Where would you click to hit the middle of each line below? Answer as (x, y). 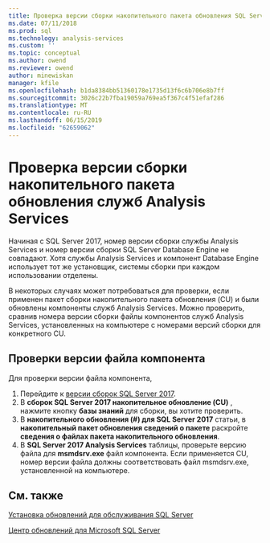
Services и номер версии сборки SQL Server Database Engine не (119, 249)
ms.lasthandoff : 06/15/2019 (55, 120)
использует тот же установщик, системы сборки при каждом (114, 267)
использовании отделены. (53, 275)
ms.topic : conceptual (45, 53)
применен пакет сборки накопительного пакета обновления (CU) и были (134, 299)
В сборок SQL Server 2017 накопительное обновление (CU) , (126, 402)
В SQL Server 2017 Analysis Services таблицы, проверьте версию (133, 445)
